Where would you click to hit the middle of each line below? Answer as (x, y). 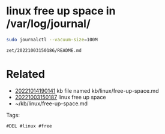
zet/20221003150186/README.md (44, 50)
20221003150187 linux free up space (60, 97)
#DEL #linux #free (29, 126)
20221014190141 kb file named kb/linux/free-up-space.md (87, 90)
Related (25, 74)
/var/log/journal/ (49, 24)
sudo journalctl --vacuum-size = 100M (52, 39)
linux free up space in (61, 11)
